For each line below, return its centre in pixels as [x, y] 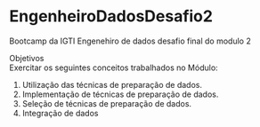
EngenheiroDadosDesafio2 [111, 16]
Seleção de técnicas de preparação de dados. [107, 103]
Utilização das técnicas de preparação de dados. [112, 84]
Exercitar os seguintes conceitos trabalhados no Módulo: [114, 67]
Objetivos [27, 58]
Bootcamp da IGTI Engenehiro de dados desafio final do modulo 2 [130, 41]
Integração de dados [60, 113]
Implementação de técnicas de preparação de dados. [120, 94]
